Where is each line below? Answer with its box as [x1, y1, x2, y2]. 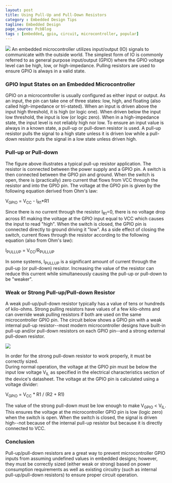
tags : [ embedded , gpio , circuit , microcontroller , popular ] [5, 31, 139, 36]
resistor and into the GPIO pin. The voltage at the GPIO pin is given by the [5, 182, 161, 188]
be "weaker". [5, 276, 33, 282]
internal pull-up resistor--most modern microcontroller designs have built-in [5, 322, 166, 329]
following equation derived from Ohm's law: [5, 188, 98, 194]
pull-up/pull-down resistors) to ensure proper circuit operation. [5, 472, 139, 478]
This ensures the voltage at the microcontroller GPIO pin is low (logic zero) [5, 409, 163, 415]
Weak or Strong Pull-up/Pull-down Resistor [5, 288, 116, 296]
